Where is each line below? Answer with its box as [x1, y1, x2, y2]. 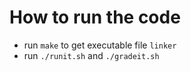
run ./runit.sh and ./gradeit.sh [23, 49, 160, 61]
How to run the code [9, 6, 181, 29]
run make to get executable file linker [23, 39, 177, 51]
